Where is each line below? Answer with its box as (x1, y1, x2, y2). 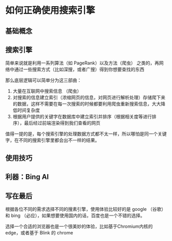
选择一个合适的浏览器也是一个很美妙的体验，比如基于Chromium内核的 (5, 223, 153, 229)
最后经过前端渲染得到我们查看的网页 (24, 120, 101, 126)
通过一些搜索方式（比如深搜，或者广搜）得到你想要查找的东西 (14, 66, 144, 73)
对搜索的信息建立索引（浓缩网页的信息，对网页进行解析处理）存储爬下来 (12, 94, 165, 101)
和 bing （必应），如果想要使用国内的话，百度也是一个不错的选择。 (5, 212, 145, 219)
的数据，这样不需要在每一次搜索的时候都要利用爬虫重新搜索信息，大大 (12, 101, 161, 107)
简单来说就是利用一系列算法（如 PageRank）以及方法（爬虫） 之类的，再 (5, 60, 160, 66)
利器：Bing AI (5, 173, 49, 181)
